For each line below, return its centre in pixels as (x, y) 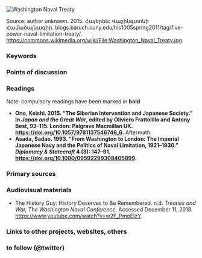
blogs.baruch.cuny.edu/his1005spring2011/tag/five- (119, 27)
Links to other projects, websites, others (67, 231)
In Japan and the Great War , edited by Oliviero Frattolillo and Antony (103, 120)
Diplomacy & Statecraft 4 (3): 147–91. (62, 152)
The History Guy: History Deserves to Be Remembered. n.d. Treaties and (105, 203)
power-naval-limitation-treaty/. (44, 34)
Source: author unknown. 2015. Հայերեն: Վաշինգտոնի (78, 21)
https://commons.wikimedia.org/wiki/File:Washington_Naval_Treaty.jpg (94, 40)
